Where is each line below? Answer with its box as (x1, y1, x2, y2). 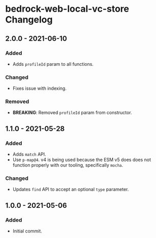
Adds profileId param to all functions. (12, 61, 94, 67)
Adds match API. (12, 151, 47, 157)
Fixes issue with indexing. (12, 85, 67, 92)
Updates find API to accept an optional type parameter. (12, 187, 129, 193)
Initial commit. (12, 228, 42, 234)
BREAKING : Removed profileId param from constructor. (12, 110, 132, 116)
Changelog (5, 14, 53, 25)
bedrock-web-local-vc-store (5, 3, 130, 15)
